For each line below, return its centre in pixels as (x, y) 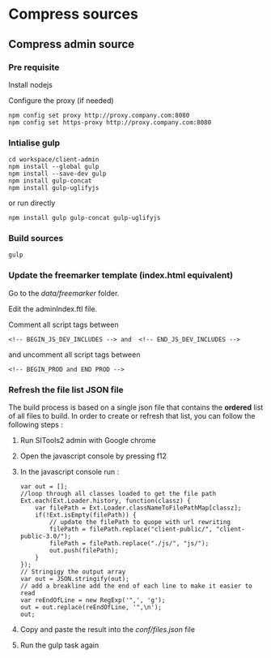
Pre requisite (34, 67)
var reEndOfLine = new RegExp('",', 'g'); (93, 600)
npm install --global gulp (54, 167)
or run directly (32, 203)
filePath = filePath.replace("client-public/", (131, 529)
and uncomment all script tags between (74, 355)
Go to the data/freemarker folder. (64, 293)
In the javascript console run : (70, 472)
